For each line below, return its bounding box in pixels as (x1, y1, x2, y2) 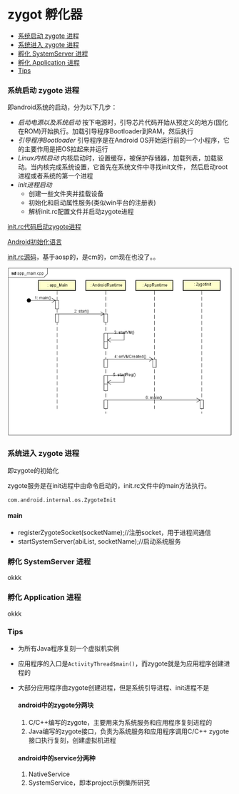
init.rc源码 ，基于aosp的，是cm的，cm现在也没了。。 (7, 253, 160, 261)
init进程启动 (17, 180, 52, 189)
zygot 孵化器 (7, 6, 83, 23)
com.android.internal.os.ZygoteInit (7, 497, 116, 504)
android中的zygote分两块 (17, 701, 94, 710)
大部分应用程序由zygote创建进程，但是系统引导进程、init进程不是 (17, 683, 210, 692)
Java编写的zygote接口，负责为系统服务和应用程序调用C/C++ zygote (28, 727, 230, 736)
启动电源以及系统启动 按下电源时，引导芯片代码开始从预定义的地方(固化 (17, 118, 228, 127)
